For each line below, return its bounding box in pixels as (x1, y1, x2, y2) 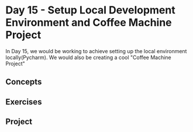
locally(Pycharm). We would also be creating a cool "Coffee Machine (5, 54, 172, 61)
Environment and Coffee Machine (5, 16, 172, 29)
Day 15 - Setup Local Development (5, 4, 176, 17)
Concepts (5, 77, 42, 87)
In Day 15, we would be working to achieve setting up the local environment (5, 47, 187, 54)
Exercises (5, 97, 42, 107)
